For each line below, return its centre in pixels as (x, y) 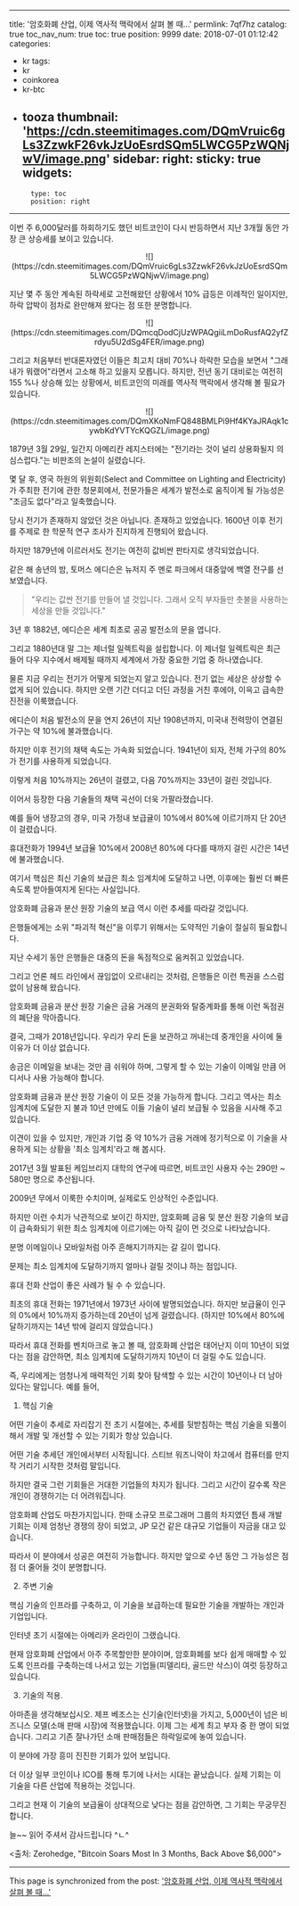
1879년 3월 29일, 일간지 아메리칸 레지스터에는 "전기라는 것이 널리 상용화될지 (142, 449)
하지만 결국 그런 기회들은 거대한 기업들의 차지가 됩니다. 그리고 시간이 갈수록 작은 (148, 1484)
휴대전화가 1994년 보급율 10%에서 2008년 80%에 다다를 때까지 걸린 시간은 (141, 847)
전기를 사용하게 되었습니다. (65, 761)
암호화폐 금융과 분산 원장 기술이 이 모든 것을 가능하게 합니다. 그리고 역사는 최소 (145, 1096)
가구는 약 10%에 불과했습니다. (61, 730)
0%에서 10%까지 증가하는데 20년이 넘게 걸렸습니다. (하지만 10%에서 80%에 (151, 1315)
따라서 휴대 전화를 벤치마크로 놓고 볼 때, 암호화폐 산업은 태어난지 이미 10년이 (141, 1345)
